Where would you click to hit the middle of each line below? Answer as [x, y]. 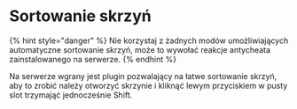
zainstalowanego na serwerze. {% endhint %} [93, 59]
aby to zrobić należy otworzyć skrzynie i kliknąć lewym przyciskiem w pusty [148, 85]
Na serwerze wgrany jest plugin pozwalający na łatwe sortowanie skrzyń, [143, 76]
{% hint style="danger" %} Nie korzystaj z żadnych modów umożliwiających [149, 40]
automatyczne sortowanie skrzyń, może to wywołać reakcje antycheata [140, 49]
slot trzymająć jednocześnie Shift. [71, 95]
